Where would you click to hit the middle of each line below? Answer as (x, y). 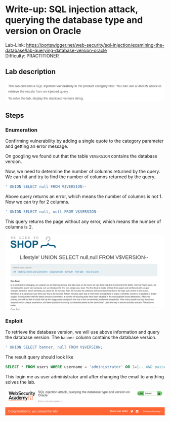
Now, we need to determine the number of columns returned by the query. (83, 172)
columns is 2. (19, 226)
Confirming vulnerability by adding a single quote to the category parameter (84, 141)
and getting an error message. (37, 146)
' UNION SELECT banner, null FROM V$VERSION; (54, 347)
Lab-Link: (15, 45)
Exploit (14, 321)
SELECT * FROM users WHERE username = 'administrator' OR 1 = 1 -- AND (79, 367)
